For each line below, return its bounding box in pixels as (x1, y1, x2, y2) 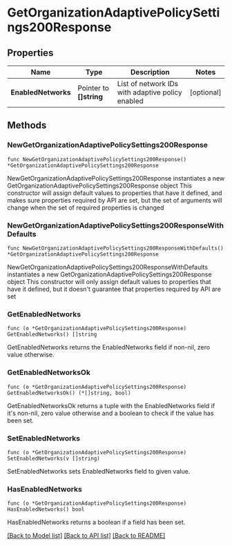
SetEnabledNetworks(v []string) (7, 455, 100, 462)
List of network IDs (117, 79, 178, 88)
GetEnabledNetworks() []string (7, 331, 97, 338)
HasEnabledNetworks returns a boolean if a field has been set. (7, 518, 186, 527)
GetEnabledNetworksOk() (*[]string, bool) (7, 390, 131, 396)
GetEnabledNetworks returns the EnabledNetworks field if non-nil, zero (7, 343, 211, 352)
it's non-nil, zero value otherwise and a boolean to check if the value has (7, 409, 214, 417)
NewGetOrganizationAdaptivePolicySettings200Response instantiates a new (7, 174, 225, 182)
